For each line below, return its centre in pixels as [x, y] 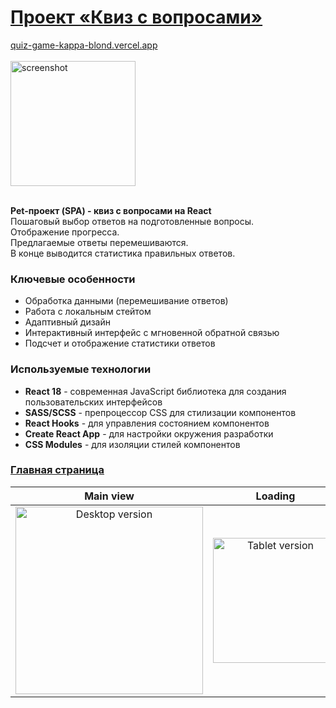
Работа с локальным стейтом [88, 312]
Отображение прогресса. [65, 232]
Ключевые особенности [73, 279]
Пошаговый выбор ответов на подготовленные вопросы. [132, 221]
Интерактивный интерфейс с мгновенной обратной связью [152, 333]
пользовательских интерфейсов [93, 402]
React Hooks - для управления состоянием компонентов [147, 423]
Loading [275, 496]
